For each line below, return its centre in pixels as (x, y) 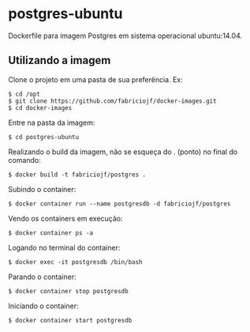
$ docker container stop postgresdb (68, 291)
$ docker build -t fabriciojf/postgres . (77, 175)
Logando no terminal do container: (64, 247)
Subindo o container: (42, 189)
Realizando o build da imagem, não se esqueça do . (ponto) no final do (123, 152)
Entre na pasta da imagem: (52, 123)
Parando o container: (42, 277)
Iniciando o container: (43, 306)
